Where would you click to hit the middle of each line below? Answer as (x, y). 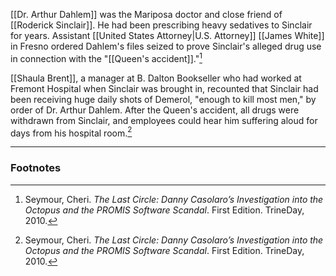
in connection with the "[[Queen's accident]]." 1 (106, 57)
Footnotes (36, 168)
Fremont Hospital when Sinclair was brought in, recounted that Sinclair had (164, 88)
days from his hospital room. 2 (71, 132)
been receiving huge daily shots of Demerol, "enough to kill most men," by (163, 99)
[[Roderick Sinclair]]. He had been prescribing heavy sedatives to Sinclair (161, 25)
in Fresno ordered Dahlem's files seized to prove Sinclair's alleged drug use (166, 46)
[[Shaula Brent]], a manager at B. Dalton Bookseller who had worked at (156, 78)
